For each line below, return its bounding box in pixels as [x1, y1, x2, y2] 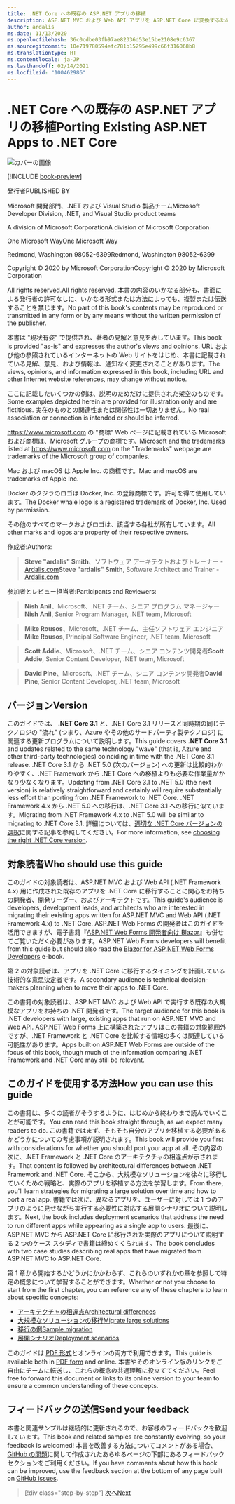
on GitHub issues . [7, 1474, 59, 1482]
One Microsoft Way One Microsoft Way [7, 237, 118, 246]
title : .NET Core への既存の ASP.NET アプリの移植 [7, 10, 146, 18]
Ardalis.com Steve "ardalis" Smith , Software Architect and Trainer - [24, 566, 220, 574]
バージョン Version [7, 699, 88, 711]
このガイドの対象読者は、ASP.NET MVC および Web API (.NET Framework [7, 878, 222, 886]
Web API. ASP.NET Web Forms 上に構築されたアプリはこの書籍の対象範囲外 [7, 1023, 227, 1032]
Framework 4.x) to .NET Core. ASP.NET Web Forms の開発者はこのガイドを [7, 919, 225, 928]
